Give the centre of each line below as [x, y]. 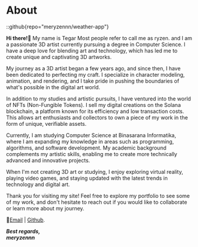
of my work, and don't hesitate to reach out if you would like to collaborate [97, 202]
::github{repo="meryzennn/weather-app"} [58, 27]
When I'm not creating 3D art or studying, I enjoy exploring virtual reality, [95, 171]
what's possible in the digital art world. [53, 87]
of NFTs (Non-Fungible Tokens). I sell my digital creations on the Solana [94, 105]
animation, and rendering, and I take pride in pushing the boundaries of [93, 81]
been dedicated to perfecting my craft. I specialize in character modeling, [95, 74]
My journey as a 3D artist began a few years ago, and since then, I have [93, 68]
